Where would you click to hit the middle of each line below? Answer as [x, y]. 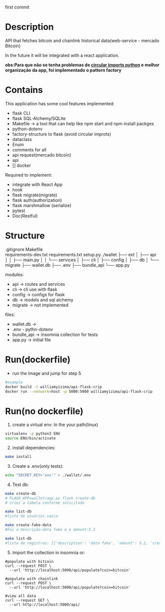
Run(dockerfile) [38, 360]
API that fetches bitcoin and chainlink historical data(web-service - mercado [82, 40]
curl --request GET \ [27, 600]
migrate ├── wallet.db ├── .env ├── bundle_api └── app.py [68, 265]
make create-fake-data [28, 525]
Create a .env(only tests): [38, 466]
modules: [14, 275]
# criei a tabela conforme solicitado [45, 503]
